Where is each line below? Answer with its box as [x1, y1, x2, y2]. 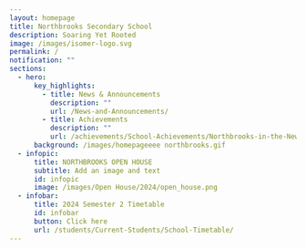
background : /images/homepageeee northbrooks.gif [33, 140, 226, 150]
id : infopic [33, 174, 79, 183]
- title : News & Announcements [42, 89, 161, 99]
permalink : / [9, 47, 59, 57]
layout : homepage [9, 13, 76, 23]
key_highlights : [33, 81, 96, 90]
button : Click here [33, 216, 107, 226]
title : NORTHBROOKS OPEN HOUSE [33, 157, 153, 167]
